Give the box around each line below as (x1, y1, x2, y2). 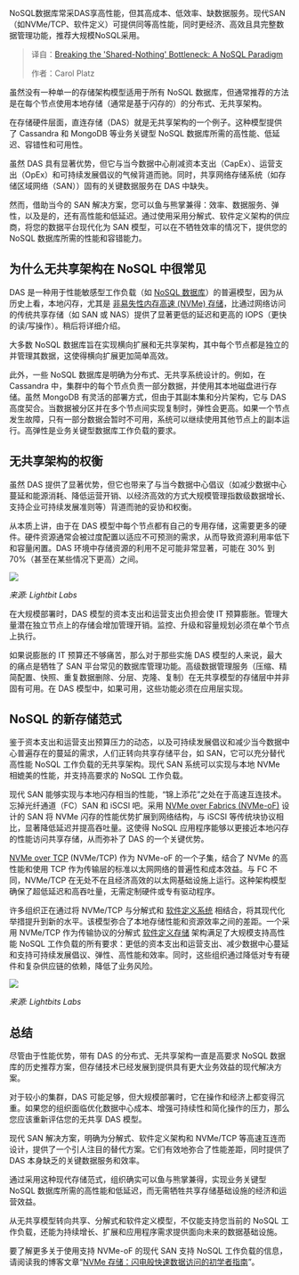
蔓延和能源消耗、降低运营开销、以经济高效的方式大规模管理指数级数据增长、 (9, 489, 290, 501)
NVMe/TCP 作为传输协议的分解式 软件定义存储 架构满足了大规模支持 (19, 927, 270, 938)
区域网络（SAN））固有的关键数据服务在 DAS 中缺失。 (16, 181, 214, 191)
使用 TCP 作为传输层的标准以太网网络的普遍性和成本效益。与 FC (32, 864, 269, 875)
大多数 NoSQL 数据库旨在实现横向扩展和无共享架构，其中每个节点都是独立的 (9, 339, 289, 350)
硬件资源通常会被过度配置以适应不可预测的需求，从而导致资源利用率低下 (24, 531, 290, 542)
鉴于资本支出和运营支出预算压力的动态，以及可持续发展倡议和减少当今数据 (9, 736, 282, 747)
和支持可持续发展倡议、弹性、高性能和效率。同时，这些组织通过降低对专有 (9, 950, 282, 960)
